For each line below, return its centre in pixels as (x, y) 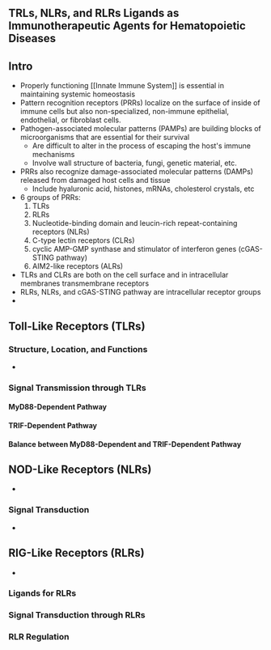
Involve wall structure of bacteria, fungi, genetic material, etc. (134, 163)
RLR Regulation (39, 637)
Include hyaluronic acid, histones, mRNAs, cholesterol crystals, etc (143, 189)
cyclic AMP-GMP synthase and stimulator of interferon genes (134, 249)
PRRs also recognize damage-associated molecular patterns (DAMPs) (136, 172)
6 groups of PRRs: (50, 198)
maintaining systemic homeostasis (78, 94)
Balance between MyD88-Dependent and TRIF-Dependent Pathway (125, 444)
